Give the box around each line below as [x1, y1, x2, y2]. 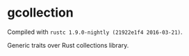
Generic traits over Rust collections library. [7, 41, 129, 49]
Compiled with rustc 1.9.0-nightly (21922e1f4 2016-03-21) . [7, 28, 183, 36]
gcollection [7, 5, 74, 21]
